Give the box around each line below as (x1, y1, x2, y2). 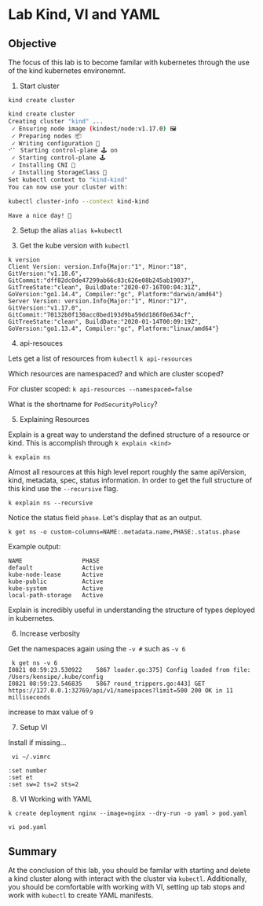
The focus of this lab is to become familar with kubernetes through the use (8, 57, 250, 67)
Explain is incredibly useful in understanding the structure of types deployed (8, 605, 255, 614)
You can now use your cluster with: (8, 183, 128, 191)
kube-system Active (8, 585, 104, 592)
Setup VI (19, 723, 48, 732)
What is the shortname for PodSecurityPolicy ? (8, 399, 159, 409)
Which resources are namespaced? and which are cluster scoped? (8, 369, 224, 379)
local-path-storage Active (8, 592, 104, 600)
